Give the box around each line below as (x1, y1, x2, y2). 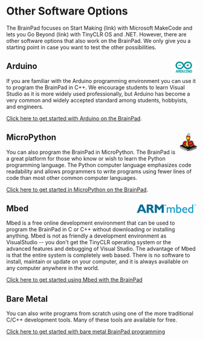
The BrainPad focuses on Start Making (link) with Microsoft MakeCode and (6, 24, 193, 31)
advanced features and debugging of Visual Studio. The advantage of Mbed (6, 245, 196, 253)
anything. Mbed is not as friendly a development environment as (6, 232, 167, 240)
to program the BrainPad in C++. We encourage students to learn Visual (6, 84, 185, 91)
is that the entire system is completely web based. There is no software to (6, 251, 190, 259)
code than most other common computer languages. (6, 174, 138, 181)
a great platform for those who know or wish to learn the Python (6, 154, 166, 162)
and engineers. (6, 103, 44, 110)
